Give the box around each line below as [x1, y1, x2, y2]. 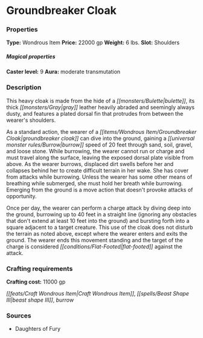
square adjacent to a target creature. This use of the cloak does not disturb [6, 224, 193, 231]
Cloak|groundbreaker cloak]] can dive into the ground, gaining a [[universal [6, 134, 195, 142]
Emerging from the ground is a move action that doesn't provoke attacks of [6, 186, 193, 193]
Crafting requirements [6, 264, 73, 273]
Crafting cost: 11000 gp [6, 278, 66, 285]
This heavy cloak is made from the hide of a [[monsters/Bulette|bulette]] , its [6, 97, 195, 104]
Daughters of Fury [14, 325, 61, 333]
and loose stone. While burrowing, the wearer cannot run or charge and [6, 147, 185, 154]
